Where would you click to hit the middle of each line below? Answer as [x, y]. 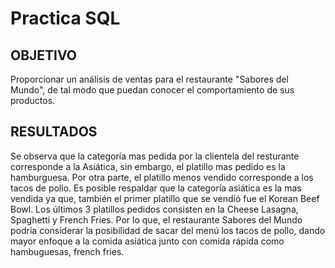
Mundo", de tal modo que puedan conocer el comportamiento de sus [152, 90]
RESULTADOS [54, 132]
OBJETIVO [44, 55]
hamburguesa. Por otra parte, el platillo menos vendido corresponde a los [162, 177]
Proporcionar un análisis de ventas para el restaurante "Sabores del [149, 79]
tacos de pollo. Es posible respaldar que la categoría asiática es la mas [156, 188]
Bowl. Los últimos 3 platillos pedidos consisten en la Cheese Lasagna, [154, 209]
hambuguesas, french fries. [67, 251]
